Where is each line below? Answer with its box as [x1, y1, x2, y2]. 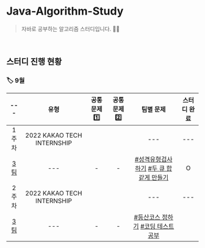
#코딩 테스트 [140, 222, 174, 230]
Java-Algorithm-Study [6, 4, 124, 18]
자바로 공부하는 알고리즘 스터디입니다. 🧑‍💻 [21, 25, 120, 32]
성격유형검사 [138, 155, 173, 163]
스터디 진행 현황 [6, 57, 62, 67]
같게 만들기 [138, 173, 169, 182]
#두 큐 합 [148, 164, 173, 172]
